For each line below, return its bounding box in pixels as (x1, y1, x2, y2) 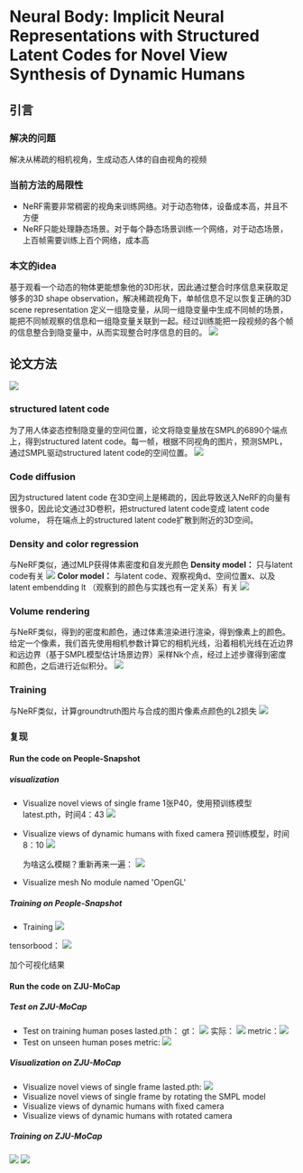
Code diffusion (9, 470, 77, 483)
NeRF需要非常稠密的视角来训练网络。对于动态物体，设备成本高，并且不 (22, 201, 289, 212)
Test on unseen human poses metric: (22, 1036, 161, 1047)
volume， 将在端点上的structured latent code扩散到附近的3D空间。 (9, 514, 259, 525)
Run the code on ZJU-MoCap (9, 980, 121, 991)
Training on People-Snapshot (9, 897, 123, 908)
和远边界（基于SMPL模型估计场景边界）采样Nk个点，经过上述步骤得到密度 (9, 649, 287, 660)
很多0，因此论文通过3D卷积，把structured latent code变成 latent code (9, 503, 271, 514)
